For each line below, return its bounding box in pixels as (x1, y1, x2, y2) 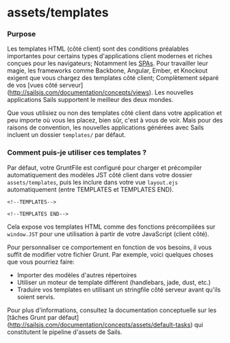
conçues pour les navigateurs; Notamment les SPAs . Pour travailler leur (7, 60, 209, 68)
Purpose (7, 29, 36, 39)
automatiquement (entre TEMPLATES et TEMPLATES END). (7, 185, 174, 193)
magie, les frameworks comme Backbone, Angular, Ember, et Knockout (7, 66, 208, 75)
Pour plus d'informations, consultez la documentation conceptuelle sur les (7, 306, 217, 314)
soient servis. (16, 292, 55, 301)
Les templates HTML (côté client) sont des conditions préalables (7, 45, 190, 53)
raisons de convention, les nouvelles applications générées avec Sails (7, 123, 204, 131)
